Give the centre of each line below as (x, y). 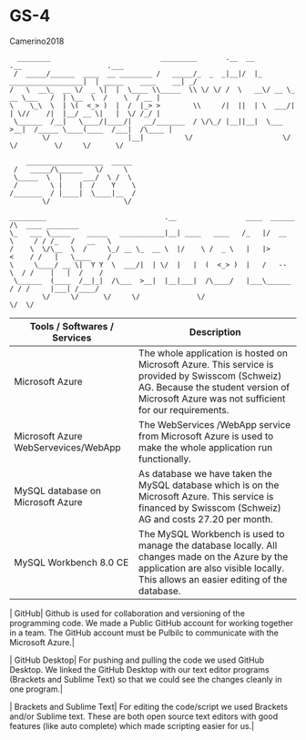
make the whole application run (205, 447)
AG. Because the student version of (214, 387)
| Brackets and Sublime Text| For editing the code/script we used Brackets (149, 706)
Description (215, 331)
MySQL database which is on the (209, 485)
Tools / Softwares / (71, 326)
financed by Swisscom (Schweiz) (210, 508)
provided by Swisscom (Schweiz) (210, 376)
